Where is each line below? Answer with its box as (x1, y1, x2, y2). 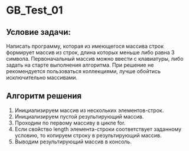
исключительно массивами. (6, 74, 78, 81)
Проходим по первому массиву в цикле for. (14, 119, 126, 126)
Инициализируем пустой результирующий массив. (14, 113, 144, 120)
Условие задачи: (6, 27, 71, 37)
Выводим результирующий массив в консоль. (14, 138, 132, 145)
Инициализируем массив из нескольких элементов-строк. (14, 107, 164, 114)
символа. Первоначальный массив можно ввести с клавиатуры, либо (6, 55, 184, 62)
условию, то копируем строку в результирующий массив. (14, 132, 162, 139)
